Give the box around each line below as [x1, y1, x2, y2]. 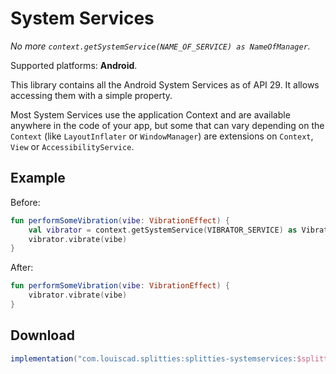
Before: [10, 196, 41, 208]
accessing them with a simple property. [10, 89, 173, 101]
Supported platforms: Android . [10, 59, 138, 71]
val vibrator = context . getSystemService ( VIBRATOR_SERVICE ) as [28, 225, 298, 235]
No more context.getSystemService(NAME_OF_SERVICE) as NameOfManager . [10, 40, 311, 52]
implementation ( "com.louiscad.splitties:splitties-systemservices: [10, 353, 298, 364]
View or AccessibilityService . [10, 140, 135, 152]
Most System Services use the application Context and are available [10, 108, 291, 121]
